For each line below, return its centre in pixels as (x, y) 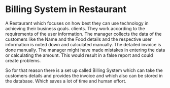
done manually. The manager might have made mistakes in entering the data (85, 50)
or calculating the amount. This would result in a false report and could (79, 55)
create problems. (23, 60)
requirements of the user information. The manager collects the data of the (83, 34)
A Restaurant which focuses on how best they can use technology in (77, 23)
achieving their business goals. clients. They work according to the (75, 28)
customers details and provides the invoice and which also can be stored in (84, 75)
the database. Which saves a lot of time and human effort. (66, 81)
